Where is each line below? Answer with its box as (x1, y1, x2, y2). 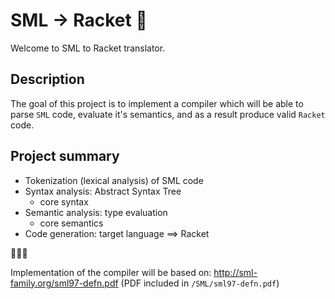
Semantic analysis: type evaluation (24, 206, 168, 218)
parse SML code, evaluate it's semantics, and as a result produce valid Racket (10, 108, 326, 120)
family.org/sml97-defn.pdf (10, 277, 119, 289)
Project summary (10, 148, 120, 165)
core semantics (39, 217, 104, 229)
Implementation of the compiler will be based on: (10, 266, 212, 278)
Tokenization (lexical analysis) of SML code (24, 174, 204, 186)
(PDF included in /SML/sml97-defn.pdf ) (120, 277, 280, 289)
